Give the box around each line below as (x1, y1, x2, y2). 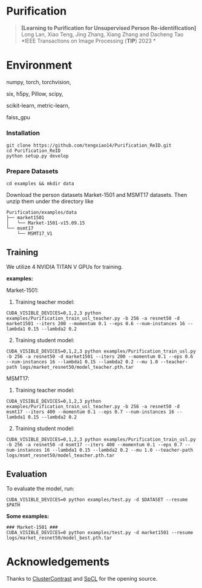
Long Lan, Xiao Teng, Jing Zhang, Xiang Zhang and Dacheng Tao (21, 30, 184, 38)
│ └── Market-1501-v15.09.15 (6, 220, 85, 226)
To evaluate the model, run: (6, 485, 74, 492)
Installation (6, 128, 41, 137)
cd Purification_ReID (6, 148, 61, 154)
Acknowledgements (6, 555, 110, 569)
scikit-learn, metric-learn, (6, 102, 70, 109)
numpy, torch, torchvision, (6, 78, 71, 85)
